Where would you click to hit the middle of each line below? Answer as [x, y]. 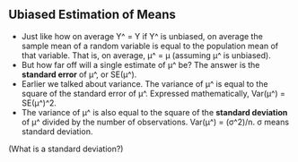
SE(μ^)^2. [39, 103]
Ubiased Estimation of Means [92, 15]
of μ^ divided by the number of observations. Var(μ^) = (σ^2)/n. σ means [155, 122]
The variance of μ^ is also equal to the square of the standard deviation [154, 112]
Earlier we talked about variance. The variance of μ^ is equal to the [145, 83]
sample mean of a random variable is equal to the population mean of [150, 46]
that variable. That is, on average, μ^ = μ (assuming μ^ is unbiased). [146, 55]
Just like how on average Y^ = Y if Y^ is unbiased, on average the [142, 36]
